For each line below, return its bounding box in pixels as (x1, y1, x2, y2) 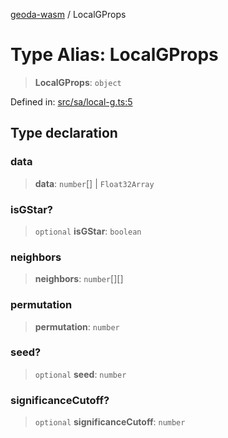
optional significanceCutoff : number (34, 416, 186, 428)
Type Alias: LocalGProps (10, 44, 219, 66)
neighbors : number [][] (34, 273, 124, 285)
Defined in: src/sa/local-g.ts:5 (10, 95, 133, 108)
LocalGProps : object (34, 76, 122, 88)
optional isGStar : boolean (34, 225, 142, 237)
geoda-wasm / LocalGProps (10, 9, 127, 20)
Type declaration (10, 125, 118, 142)
